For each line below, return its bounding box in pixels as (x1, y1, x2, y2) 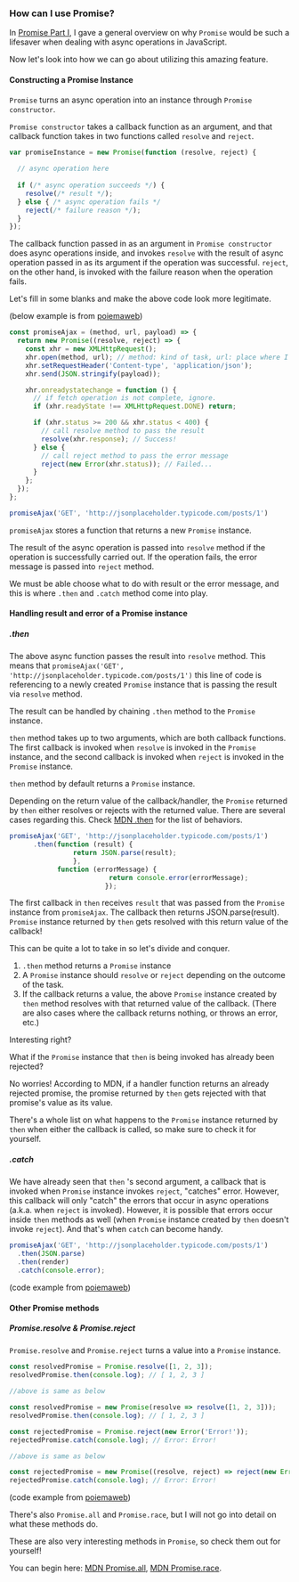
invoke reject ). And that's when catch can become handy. (9, 1224, 224, 1235)
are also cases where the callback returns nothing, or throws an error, (21, 1007, 279, 1018)
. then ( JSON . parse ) (17, 1250, 86, 1259)
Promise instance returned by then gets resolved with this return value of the (9, 917, 289, 927)
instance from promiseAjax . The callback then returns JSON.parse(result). (9, 907, 280, 917)
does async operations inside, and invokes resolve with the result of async (9, 248, 284, 258)
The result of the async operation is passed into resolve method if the (9, 542, 265, 552)
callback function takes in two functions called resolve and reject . (9, 130, 255, 141)
